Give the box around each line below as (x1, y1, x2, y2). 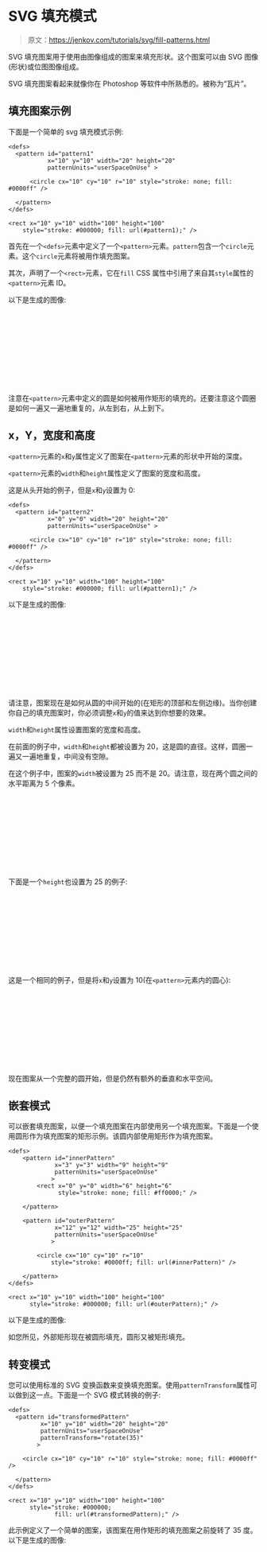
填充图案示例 (8, 104, 72, 118)
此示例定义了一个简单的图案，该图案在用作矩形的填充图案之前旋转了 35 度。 (8, 1526, 257, 1535)
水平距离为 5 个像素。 (8, 778, 79, 788)
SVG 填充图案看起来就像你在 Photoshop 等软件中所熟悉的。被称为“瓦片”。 (8, 79, 251, 88)
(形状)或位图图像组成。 (8, 61, 83, 72)
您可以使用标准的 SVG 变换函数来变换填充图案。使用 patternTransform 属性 (8, 1380, 251, 1390)
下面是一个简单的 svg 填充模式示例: (8, 126, 124, 136)
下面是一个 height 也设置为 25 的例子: (8, 876, 128, 887)
